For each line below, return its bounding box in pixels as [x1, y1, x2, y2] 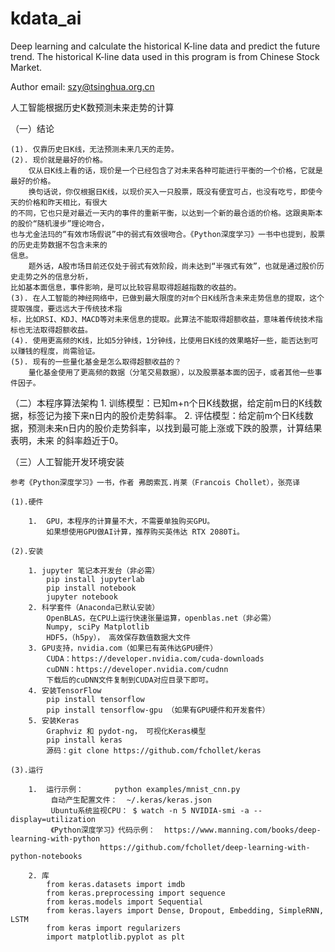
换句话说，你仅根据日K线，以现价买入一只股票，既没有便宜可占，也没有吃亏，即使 [28, 187, 316, 197]
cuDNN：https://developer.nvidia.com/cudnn [46, 664, 229, 674]
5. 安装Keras [28, 715, 80, 726]
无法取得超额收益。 [24, 325, 93, 335]
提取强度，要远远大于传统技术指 [10, 303, 123, 314]
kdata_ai [10, 7, 82, 30]
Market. [10, 61, 43, 73]
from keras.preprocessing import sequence [46, 888, 226, 898]
